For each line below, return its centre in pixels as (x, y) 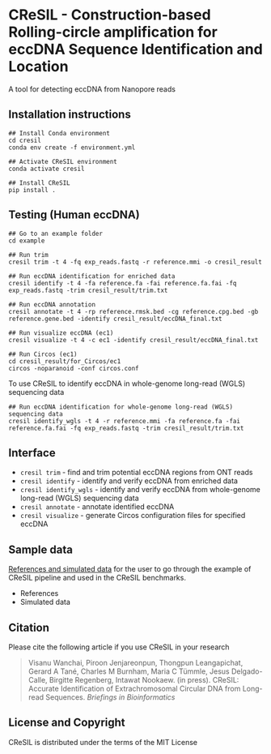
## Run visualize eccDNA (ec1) (61, 333)
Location (38, 67)
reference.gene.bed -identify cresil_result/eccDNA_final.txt (115, 319)
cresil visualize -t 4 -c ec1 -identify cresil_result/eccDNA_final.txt (133, 340)
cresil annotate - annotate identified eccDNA (97, 507)
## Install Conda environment (59, 133)
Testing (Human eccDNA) (74, 215)
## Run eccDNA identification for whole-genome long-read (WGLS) (121, 407)
